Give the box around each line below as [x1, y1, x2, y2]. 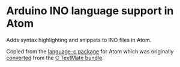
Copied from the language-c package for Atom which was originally [6, 47, 174, 55]
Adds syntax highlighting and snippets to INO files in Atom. [6, 36, 152, 43]
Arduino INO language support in [6, 4, 174, 18]
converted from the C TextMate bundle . [6, 54, 104, 61]
